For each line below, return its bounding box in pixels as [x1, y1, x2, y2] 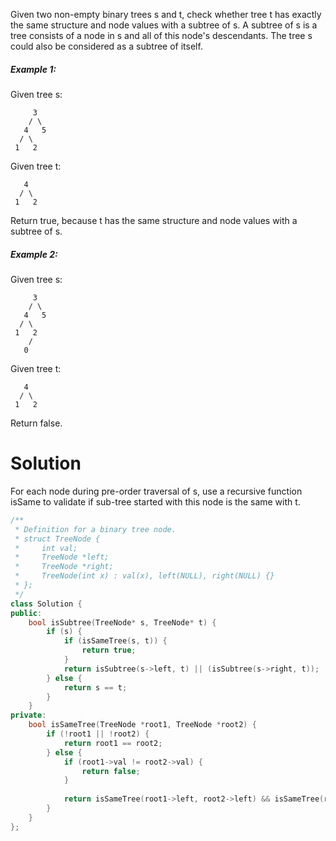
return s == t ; [63, 682, 128, 693]
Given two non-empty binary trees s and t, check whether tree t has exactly [10, 9, 322, 20]
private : [10, 710, 47, 721]
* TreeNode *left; [14, 552, 110, 563]
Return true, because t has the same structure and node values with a [10, 214, 298, 226]
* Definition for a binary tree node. [14, 524, 177, 534]
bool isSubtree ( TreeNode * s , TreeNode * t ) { [28, 617, 217, 628]
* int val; [14, 543, 78, 553]
